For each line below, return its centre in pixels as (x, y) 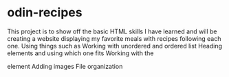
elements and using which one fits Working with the (80, 53)
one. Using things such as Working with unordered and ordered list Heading (115, 46)
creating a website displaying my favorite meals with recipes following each (114, 38)
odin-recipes (45, 13)
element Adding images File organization (65, 66)
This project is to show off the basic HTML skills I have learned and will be (112, 31)
